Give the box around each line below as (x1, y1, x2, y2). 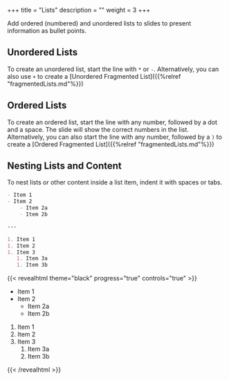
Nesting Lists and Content (7, 160, 122, 172)
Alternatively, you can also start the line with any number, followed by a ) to (7, 133, 223, 141)
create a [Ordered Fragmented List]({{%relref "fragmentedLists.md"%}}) (7, 140, 214, 148)
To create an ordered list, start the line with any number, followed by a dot (7, 117, 218, 126)
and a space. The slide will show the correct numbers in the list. (7, 125, 189, 133)
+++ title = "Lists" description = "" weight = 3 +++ (7, 6, 151, 14)
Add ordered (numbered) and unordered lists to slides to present (7, 19, 192, 27)
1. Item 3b (16, 262, 48, 269)
